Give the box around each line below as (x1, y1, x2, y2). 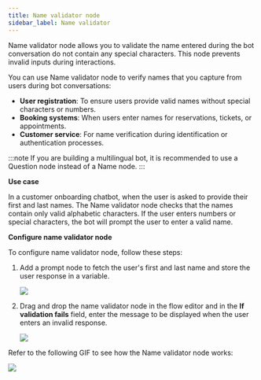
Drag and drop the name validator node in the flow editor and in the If (19, 301, 244, 311)
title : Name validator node (8, 11, 101, 20)
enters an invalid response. (19, 318, 108, 327)
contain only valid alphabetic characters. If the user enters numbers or (8, 208, 237, 218)
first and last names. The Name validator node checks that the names (8, 200, 233, 209)
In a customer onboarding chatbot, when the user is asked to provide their (8, 192, 248, 201)
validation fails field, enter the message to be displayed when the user (19, 309, 249, 319)
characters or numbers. (19, 104, 97, 114)
